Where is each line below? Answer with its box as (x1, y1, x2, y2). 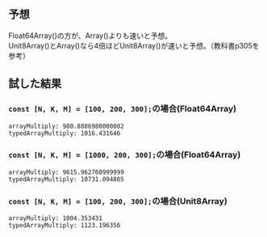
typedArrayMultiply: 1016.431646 (8, 129, 121, 138)
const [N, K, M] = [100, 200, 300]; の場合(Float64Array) (8, 104, 236, 115)
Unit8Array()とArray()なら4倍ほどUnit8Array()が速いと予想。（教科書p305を (8, 40, 260, 50)
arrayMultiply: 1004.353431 (8, 214, 103, 222)
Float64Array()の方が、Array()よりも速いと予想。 (8, 31, 173, 40)
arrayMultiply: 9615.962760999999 (8, 168, 125, 176)
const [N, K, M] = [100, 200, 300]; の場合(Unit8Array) (8, 195, 227, 206)
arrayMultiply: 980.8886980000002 (8, 122, 125, 130)
